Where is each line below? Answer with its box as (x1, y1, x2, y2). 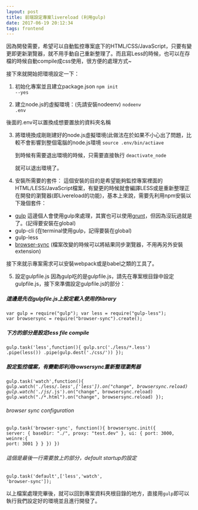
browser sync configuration (6, 407, 75, 414)
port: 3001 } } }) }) (6, 441, 60, 447)
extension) (14, 248, 41, 255)
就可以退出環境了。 (14, 164, 63, 172)
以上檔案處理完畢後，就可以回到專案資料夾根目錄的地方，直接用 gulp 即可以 (6, 490, 190, 497)
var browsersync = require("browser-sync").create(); (6, 316, 143, 322)
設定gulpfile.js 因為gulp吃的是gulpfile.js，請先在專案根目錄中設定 (14, 273, 175, 280)
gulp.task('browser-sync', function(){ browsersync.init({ (6, 425, 156, 431)
